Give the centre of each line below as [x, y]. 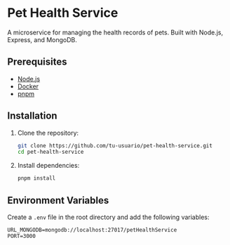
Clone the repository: [48, 133]
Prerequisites [37, 62]
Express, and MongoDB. [42, 39]
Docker [28, 86]
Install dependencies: [48, 166]
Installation [32, 116]
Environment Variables [58, 200]
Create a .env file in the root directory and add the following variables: [108, 217]
